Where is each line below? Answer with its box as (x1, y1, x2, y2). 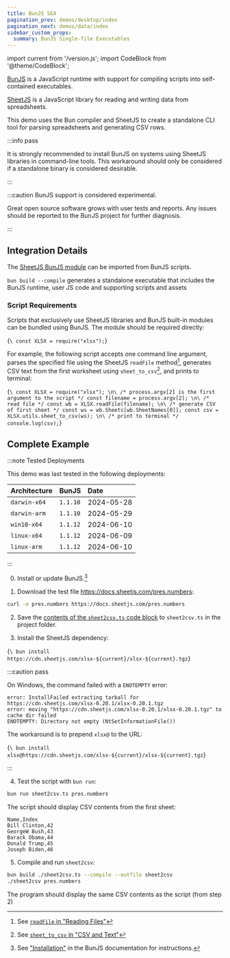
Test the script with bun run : (16, 777, 97, 785)
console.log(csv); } (7, 419, 62, 427)
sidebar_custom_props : (7, 29, 72, 36)
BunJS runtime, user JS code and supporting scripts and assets (7, 283, 187, 291)
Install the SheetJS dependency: (16, 633, 109, 641)
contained (7, 82, 36, 90)
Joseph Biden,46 (7, 846, 53, 853)
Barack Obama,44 (7, 834, 53, 841)
